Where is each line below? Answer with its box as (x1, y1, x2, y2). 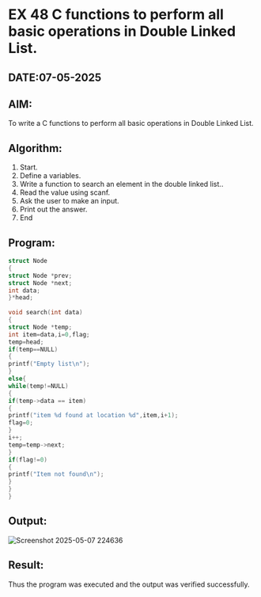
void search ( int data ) (8, 309, 83, 317)
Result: (8, 558, 44, 572)
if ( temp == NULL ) (8, 345, 59, 353)
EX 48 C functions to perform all (8, 6, 224, 24)
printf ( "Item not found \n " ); (8, 470, 104, 478)
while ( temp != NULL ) (8, 382, 69, 390)
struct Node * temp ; (8, 323, 73, 331)
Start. (19, 162, 38, 172)
